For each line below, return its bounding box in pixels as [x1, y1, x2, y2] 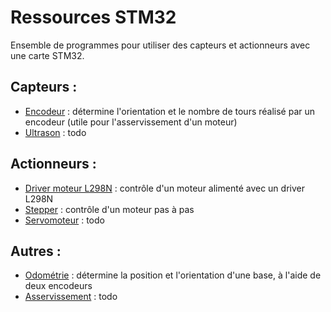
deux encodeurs [24, 280, 93, 292]
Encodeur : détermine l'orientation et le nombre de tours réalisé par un [24, 105, 316, 117]
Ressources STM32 [10, 6, 177, 29]
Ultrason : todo [24, 126, 87, 138]
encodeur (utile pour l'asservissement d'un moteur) [24, 116, 238, 128]
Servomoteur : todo [24, 214, 105, 226]
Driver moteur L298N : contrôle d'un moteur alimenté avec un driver [24, 182, 305, 194]
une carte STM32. [10, 49, 85, 61]
